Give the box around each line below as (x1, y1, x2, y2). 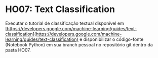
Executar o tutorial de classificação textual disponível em (5, 20, 124, 26)
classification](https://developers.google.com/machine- (5, 31, 122, 37)
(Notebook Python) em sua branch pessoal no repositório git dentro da (5, 41, 153, 47)
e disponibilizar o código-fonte (79, 36, 144, 42)
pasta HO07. (5, 47, 31, 53)
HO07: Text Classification (5, 4, 115, 15)
